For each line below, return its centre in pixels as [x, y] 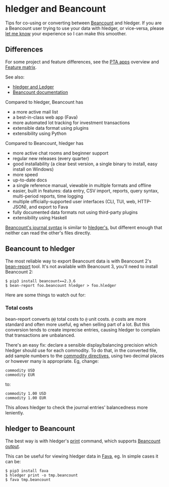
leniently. [15, 413]
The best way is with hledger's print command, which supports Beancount [83, 441]
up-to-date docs [30, 180]
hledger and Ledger [33, 87]
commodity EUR [20, 375]
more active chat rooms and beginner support [60, 153]
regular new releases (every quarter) [51, 158]
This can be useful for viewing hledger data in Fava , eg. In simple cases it [82, 456]
